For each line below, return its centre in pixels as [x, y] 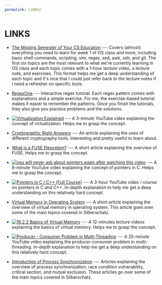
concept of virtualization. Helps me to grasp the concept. [69, 123]
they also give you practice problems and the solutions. [67, 109]
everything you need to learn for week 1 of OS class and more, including [84, 52]
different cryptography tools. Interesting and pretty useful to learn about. [84, 138]
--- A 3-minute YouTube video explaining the [110, 118]
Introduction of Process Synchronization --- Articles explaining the [78, 262]
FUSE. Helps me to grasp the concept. [50, 153]
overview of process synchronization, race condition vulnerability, [78, 266]
